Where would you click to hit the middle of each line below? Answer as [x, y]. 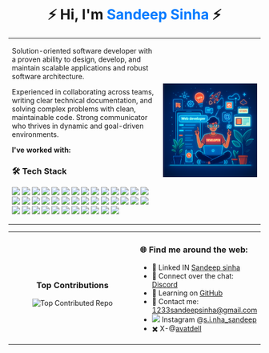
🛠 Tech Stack [39, 170]
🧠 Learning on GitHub [187, 293]
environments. [35, 134]
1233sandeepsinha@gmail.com [205, 310]
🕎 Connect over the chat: [193, 275]
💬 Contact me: [175, 301]
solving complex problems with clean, [74, 109]
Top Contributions [73, 286]
